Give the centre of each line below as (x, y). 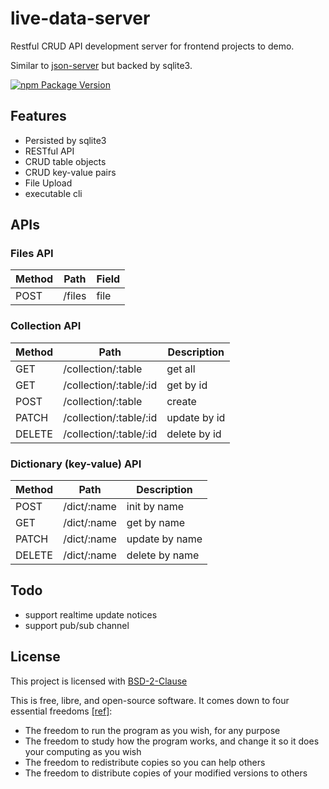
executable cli (53, 193)
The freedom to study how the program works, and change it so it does (172, 741)
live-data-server (80, 18)
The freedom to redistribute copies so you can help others (145, 762)
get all (181, 369)
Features (38, 116)
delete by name (163, 555)
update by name (164, 539)
